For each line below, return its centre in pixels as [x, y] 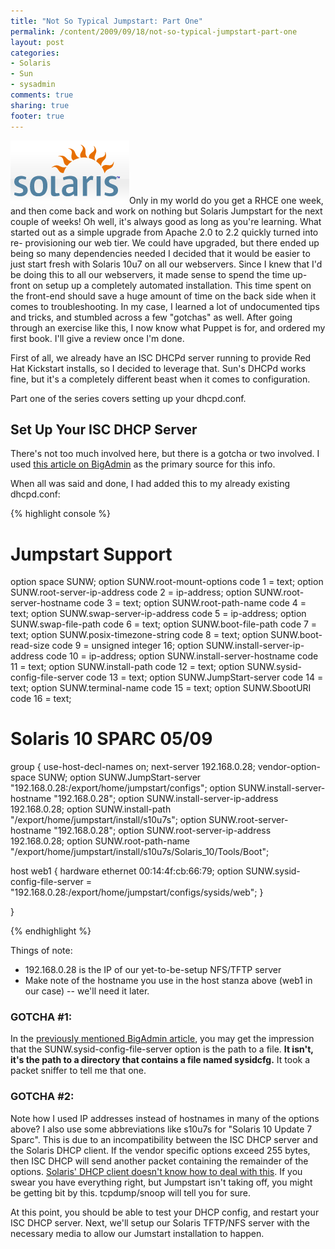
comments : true [42, 95]
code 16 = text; [41, 699]
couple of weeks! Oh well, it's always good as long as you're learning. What [166, 221]
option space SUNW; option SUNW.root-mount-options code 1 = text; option [167, 582]
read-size [30, 646]
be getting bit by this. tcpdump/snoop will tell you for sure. [131, 1192]
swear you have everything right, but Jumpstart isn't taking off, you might [161, 1182]
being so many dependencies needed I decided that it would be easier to [160, 253]
